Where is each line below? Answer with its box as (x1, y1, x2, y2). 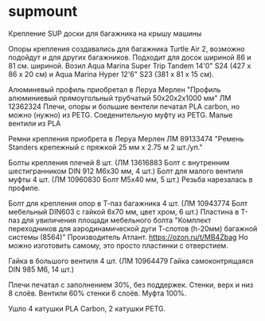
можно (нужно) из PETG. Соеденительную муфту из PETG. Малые (8, 110, 233, 119)
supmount (8, 2, 78, 21)
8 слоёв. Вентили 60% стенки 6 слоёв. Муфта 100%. (8, 288, 187, 298)
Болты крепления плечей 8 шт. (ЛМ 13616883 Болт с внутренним (8, 157, 230, 167)
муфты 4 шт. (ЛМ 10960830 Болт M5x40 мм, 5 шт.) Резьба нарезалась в (8, 174, 253, 184)
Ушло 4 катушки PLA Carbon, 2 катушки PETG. (8, 304, 166, 313)
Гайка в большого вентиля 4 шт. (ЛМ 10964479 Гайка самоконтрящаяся (8, 256, 254, 265)
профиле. (8, 183, 41, 192)
